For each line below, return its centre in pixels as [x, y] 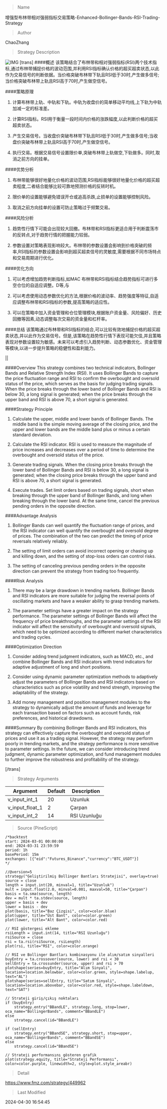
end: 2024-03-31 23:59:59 [32, 846]
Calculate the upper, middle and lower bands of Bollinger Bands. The [83, 419]
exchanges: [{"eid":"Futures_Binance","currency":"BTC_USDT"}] [72, 859]
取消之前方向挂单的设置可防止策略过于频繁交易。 [62, 207]
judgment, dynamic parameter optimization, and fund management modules [83, 754]
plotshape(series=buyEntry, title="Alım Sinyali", [59, 968]
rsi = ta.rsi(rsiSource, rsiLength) [43, 942]
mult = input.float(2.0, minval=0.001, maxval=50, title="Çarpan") [77, 889]
